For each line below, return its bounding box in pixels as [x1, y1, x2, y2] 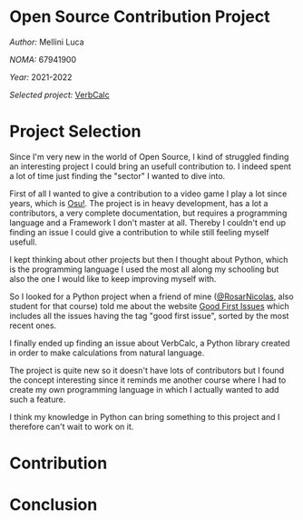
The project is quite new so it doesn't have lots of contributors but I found [9, 365, 285, 375]
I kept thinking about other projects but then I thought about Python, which [9, 254, 288, 265]
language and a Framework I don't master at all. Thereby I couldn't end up [9, 216, 287, 228]
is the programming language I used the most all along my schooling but [9, 264, 279, 275]
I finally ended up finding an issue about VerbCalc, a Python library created [9, 337, 290, 348]
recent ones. [9, 320, 57, 331]
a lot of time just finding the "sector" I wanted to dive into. [9, 170, 226, 181]
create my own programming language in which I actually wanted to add [9, 384, 279, 395]
